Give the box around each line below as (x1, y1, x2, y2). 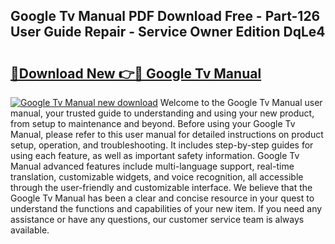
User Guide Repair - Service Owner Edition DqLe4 (10, 24, 326, 41)
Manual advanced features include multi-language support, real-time (10, 160, 295, 172)
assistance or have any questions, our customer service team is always (10, 214, 305, 225)
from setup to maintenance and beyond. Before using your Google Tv (10, 118, 296, 129)
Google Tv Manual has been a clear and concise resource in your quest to (10, 192, 315, 204)
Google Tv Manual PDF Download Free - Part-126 (10, 8, 321, 25)
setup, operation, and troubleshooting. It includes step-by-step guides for (10, 139, 314, 151)
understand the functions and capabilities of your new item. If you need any (10, 203, 323, 214)
